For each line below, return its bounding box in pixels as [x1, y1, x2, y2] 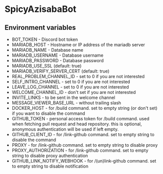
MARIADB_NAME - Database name [11, 47, 84, 53]
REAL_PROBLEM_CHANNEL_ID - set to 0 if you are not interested [11, 74, 145, 79]
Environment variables [4, 23, 76, 32]
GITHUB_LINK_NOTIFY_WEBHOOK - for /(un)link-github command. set [11, 158, 157, 164]
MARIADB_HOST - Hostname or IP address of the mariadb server [11, 42, 145, 48]
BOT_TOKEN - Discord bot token [11, 36, 78, 42]
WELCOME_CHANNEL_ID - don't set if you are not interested [11, 89, 136, 95]
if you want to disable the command [11, 110, 85, 116]
